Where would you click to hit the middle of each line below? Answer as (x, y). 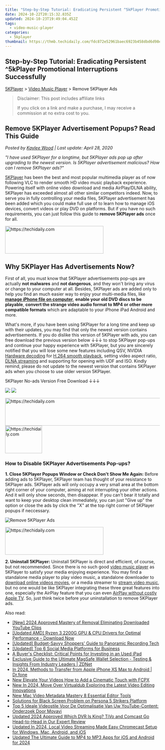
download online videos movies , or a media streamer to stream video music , (82, 582)
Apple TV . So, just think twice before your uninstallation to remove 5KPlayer (82, 598)
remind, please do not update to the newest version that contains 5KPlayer (81, 366)
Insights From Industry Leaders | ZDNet (52, 664)
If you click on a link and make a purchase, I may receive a (76, 108)
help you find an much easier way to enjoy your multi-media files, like (75, 294)
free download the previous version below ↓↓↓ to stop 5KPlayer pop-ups (80, 340)
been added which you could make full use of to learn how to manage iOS (80, 203)
